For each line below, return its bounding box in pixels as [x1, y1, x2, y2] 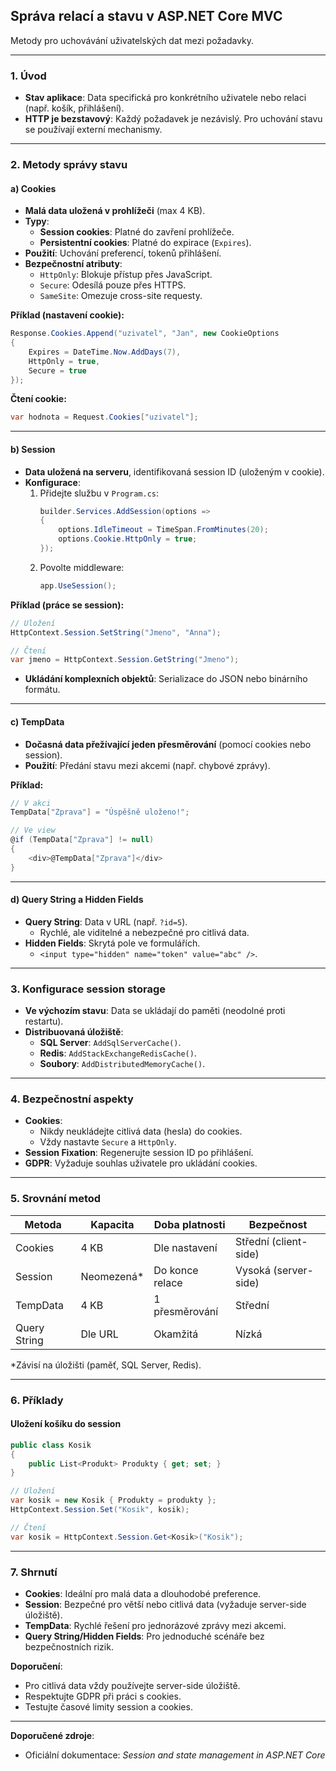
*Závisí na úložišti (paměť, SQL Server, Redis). [10, 1359, 202, 1371]
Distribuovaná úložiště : [24, 1026, 124, 1038]
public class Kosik [10, 1440, 92, 1450]
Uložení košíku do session [10, 1418, 122, 1430]
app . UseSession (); [39, 580, 117, 591]
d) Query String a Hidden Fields [10, 894, 144, 906]
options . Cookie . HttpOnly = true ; [58, 534, 198, 544]
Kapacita [90, 1217, 135, 1231]
